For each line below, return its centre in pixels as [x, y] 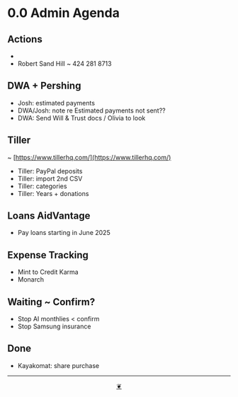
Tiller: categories [42, 186]
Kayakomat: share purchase [58, 365]
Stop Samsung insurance [54, 326]
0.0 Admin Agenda [64, 13]
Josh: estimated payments [56, 103]
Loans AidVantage [49, 216]
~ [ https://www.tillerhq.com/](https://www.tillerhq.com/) [89, 157]
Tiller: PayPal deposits [50, 171]
